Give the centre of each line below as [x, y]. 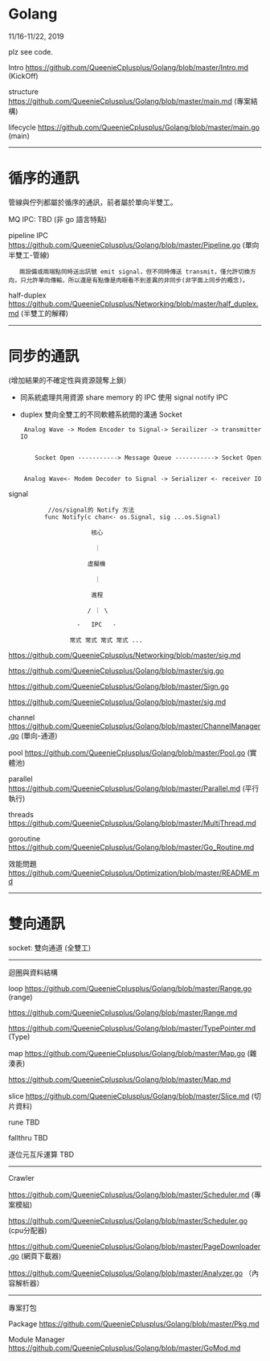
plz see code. [31, 51]
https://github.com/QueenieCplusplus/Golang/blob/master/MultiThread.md [132, 823]
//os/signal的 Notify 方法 [91, 510]
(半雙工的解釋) [44, 313]
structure [23, 91]
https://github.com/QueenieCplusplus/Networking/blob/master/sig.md [125, 655]
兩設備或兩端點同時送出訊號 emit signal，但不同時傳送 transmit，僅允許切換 [135, 271]
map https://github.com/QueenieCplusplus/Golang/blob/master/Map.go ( [129, 1053]
